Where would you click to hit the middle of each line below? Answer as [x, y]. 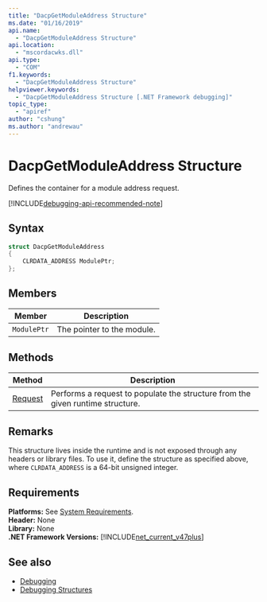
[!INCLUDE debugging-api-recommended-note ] [85, 203]
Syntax [26, 229]
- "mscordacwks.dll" [49, 52]
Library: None [31, 529]
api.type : [25, 60]
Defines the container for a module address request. [94, 188]
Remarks [31, 431]
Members [33, 294]
